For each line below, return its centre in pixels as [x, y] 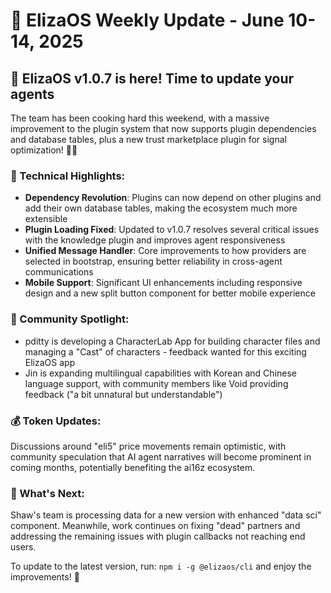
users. [23, 547]
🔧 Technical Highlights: [68, 176]
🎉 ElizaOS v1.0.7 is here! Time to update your [152, 78]
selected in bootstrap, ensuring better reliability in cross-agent [153, 261]
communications [59, 272]
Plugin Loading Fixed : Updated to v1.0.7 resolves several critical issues [172, 230]
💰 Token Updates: [56, 421]
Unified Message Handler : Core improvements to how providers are [165, 251]
